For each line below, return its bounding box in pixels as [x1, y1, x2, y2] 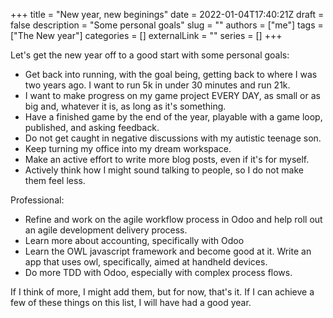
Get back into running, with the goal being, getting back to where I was [24, 69, 318, 80]
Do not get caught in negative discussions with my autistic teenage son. [24, 132, 322, 144]
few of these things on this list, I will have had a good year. [10, 297, 252, 308]
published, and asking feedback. [24, 122, 160, 133]
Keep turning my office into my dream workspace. [24, 143, 232, 154]
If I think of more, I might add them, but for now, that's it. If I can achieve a [10, 286, 315, 298]
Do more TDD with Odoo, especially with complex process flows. [24, 267, 293, 278]
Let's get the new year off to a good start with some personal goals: [10, 49, 290, 61]
